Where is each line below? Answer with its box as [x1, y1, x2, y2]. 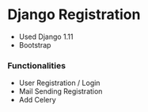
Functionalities [7, 60, 66, 71]
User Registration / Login [18, 78, 101, 88]
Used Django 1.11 [18, 32, 74, 41]
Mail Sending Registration [18, 87, 103, 96]
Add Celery [18, 95, 56, 105]
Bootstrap [18, 40, 51, 49]
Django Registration [7, 6, 141, 24]
